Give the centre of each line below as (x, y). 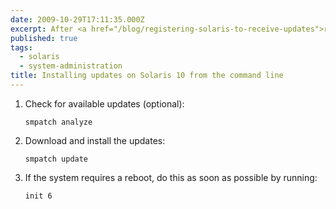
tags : (21, 47)
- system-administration (71, 66)
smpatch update (56, 159)
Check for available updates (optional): (104, 103)
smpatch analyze (58, 122)
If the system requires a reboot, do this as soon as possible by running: (171, 177)
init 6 (38, 196)
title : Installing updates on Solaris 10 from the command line (147, 76)
